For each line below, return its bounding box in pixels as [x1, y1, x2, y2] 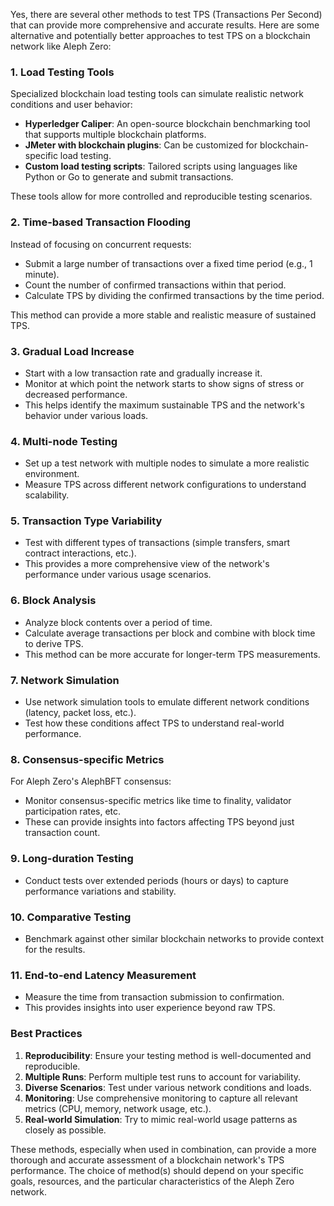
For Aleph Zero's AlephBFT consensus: [10, 775, 172, 788]
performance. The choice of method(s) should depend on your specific [10, 1164, 304, 1176]
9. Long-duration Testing [10, 852, 134, 866]
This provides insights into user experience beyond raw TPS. [24, 1002, 276, 1014]
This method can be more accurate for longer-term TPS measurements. [24, 648, 321, 660]
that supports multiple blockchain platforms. [24, 129, 207, 141]
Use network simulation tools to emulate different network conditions [24, 696, 310, 708]
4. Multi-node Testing [10, 434, 118, 448]
